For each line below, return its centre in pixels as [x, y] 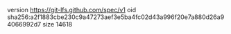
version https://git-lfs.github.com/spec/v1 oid [72, 10]
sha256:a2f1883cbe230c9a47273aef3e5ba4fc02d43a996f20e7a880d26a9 [116, 17]
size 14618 [58, 24]
